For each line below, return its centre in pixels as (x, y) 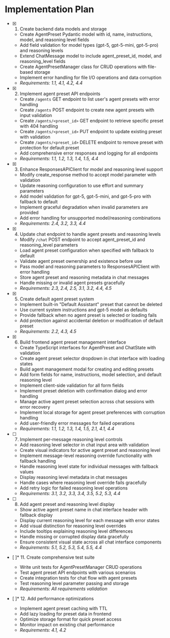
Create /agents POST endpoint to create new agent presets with (87, 110)
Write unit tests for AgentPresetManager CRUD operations (81, 567)
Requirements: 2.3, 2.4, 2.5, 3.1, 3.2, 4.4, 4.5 (66, 288)
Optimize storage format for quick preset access (70, 619)
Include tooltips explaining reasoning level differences (76, 531)
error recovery (35, 407)
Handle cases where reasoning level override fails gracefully (83, 482)
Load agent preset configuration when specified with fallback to (87, 250)
